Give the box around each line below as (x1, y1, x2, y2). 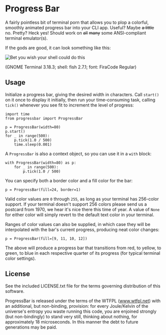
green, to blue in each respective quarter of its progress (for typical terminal (5, 250, 161, 256)
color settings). (5, 255, 36, 261)
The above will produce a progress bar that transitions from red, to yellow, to (5, 245, 162, 251)
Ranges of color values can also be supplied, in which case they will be (5, 221, 151, 227)
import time (5, 112, 30, 116)
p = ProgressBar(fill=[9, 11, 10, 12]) (5, 236, 88, 241)
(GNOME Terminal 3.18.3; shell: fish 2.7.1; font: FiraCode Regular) (5, 64, 137, 70)
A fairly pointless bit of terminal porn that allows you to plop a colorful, (5, 19, 149, 25)
